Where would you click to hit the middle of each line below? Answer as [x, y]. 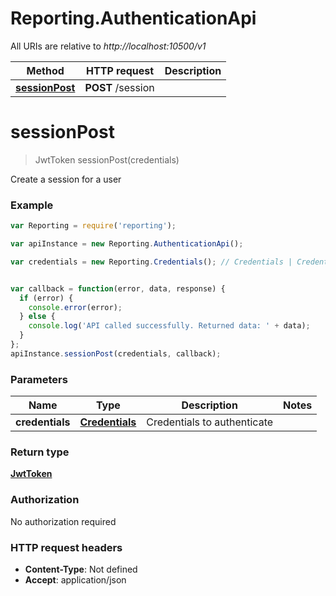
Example [32, 205]
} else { [37, 317]
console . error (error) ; [75, 307]
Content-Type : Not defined [81, 569]
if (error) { [46, 298]
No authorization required [63, 521]
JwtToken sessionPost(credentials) [107, 159]
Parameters [39, 379]
